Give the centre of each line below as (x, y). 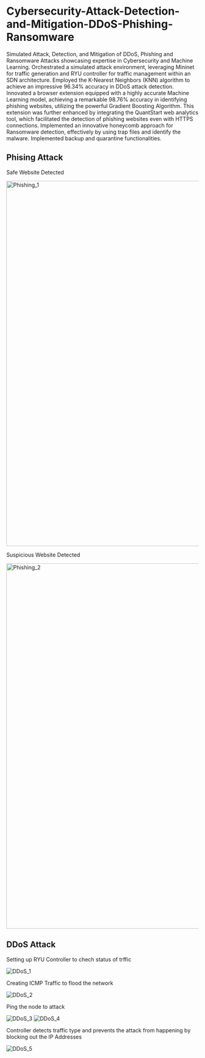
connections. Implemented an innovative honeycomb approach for (90, 125)
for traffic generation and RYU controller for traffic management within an (99, 73)
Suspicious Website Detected (43, 555)
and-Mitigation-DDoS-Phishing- (90, 24)
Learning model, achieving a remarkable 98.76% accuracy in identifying (97, 99)
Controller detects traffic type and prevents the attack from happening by (99, 1030)
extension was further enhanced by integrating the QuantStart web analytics (103, 112)
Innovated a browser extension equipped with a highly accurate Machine (98, 93)
